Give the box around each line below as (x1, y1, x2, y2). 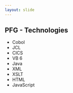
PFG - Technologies (5, 26, 68, 35)
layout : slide (5, 7, 35, 13)
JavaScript (12, 82, 35, 88)
